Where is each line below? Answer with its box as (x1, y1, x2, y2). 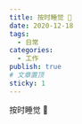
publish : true (9, 63, 62, 72)
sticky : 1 (9, 79, 46, 88)
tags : (9, 29, 29, 38)
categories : (9, 46, 53, 55)
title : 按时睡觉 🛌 (9, 12, 73, 22)
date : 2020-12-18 (9, 21, 74, 30)
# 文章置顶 (9, 71, 45, 80)
